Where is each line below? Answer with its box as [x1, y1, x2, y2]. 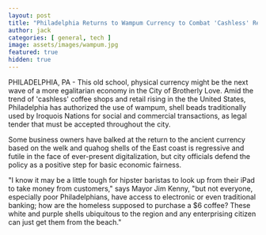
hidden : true [8, 56, 51, 64]
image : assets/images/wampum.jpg [8, 41, 119, 49]
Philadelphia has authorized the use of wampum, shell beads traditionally [8, 102, 247, 112]
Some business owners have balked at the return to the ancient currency [8, 135, 245, 144]
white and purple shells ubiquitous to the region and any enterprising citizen [8, 209, 256, 218]
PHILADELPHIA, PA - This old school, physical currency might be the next [8, 77, 249, 87]
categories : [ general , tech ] [8, 33, 112, 42]
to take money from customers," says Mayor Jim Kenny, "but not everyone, [8, 184, 253, 193]
